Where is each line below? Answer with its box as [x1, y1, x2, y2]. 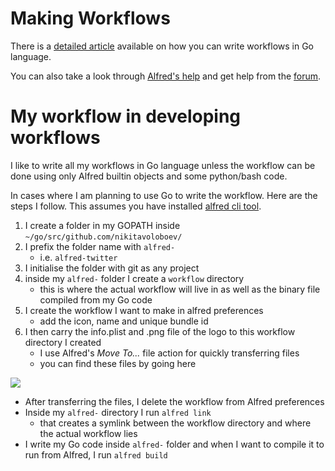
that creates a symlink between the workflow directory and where [39, 417, 312, 429]
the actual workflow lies [39, 427, 138, 439]
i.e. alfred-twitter [39, 251, 118, 263]
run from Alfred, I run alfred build [24, 448, 168, 461]
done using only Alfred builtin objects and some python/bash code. [10, 170, 288, 182]
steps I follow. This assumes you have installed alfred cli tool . [10, 200, 262, 212]
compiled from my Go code [39, 293, 153, 306]
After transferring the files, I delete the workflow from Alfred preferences [24, 395, 325, 407]
